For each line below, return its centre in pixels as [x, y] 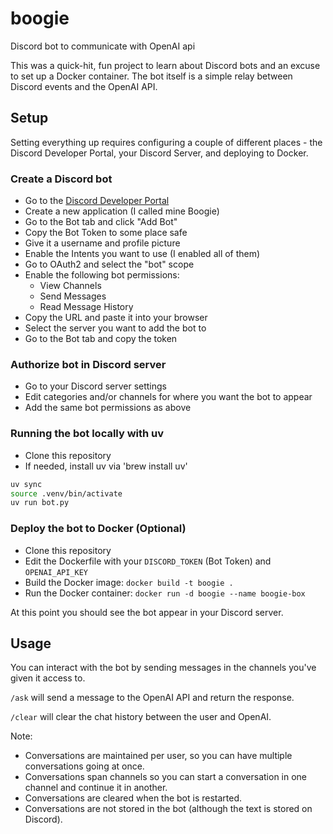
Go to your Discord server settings [96, 386]
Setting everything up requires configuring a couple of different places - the [166, 142]
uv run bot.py [40, 503]
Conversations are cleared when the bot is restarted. [133, 798]
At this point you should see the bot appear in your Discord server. [147, 612]
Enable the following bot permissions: [102, 275]
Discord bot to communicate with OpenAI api [103, 46]
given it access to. [48, 678]
